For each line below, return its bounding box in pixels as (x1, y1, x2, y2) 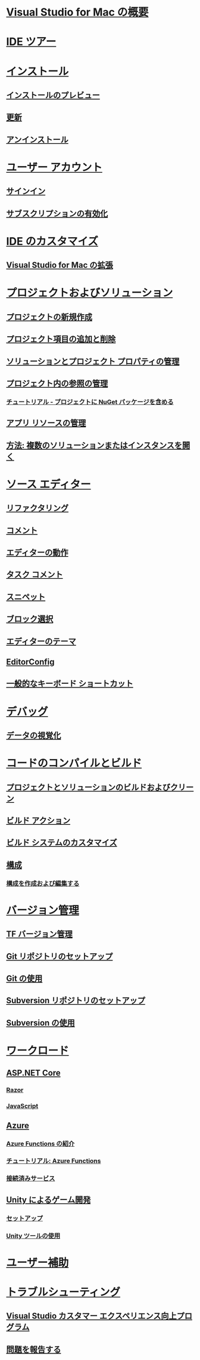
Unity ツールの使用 (6, 1232, 61, 1240)
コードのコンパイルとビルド (6, 757, 142, 770)
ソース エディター (6, 477, 91, 491)
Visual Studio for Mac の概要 (6, 5, 149, 19)
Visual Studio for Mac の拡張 (6, 260, 113, 271)
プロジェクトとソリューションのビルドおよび (6, 782, 171, 792)
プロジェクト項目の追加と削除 (6, 334, 116, 344)
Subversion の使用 (6, 1018, 76, 1028)
